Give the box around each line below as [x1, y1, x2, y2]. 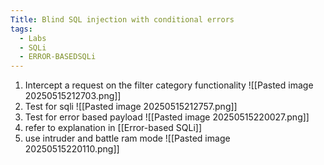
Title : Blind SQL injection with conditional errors [10, 14, 235, 25]
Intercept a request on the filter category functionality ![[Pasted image [24, 79, 314, 91]
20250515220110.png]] [24, 143, 120, 155]
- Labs [19, 33, 47, 43]
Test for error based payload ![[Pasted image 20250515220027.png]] [24, 111, 310, 123]
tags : [10, 24, 33, 34]
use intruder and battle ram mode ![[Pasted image [24, 132, 231, 145]
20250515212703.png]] [24, 90, 122, 102]
